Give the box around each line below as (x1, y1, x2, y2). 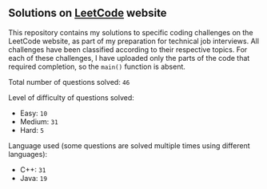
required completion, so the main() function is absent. (8, 62, 186, 71)
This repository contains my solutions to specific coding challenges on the (8, 27, 253, 37)
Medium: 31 (19, 116, 58, 127)
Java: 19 (19, 173, 48, 183)
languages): (8, 149, 48, 159)
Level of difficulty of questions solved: (8, 92, 134, 103)
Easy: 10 (19, 108, 48, 118)
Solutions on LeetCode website (8, 6, 167, 20)
